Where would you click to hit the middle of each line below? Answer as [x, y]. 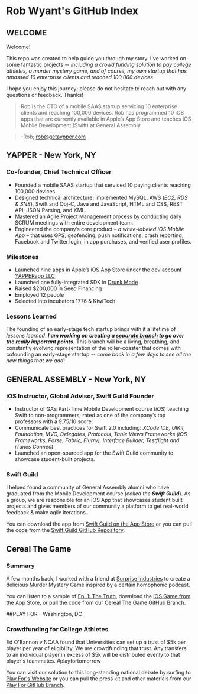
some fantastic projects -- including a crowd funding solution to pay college [99, 64]
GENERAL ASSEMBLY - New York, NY [76, 379]
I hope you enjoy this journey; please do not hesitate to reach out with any [96, 89]
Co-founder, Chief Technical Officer [59, 172]
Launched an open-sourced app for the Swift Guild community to [94, 453]
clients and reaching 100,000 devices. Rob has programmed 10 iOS [102, 113]
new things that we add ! [35, 361]
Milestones [22, 257]
